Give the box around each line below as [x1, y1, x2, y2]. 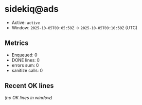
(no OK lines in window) [4, 94, 53, 101]
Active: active [11, 20, 40, 25]
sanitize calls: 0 [11, 67, 43, 73]
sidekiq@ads [4, 3, 59, 15]
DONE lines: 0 [11, 57, 40, 63]
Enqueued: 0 [11, 52, 37, 58]
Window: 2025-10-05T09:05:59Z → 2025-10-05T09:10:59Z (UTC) [11, 24, 138, 30]
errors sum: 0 [11, 62, 39, 68]
